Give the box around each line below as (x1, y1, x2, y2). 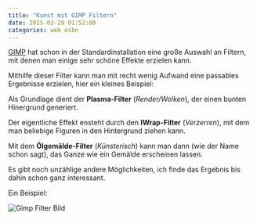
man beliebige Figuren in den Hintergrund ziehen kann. (8, 126, 186, 135)
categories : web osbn (8, 26, 79, 34)
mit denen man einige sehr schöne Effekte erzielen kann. (8, 56, 192, 65)
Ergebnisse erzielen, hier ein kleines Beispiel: (8, 79, 154, 88)
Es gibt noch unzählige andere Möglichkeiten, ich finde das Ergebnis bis (8, 165, 241, 175)
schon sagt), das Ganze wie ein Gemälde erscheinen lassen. (8, 150, 204, 159)
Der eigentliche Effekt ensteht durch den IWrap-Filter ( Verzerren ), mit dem (8, 118, 250, 128)
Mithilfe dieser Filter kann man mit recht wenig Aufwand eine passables (8, 71, 239, 81)
